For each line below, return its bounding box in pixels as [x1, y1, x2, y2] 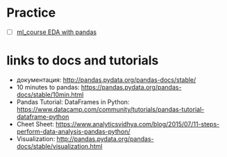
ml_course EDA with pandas [16, 28, 97, 36]
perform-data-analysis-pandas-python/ [16, 127, 131, 135]
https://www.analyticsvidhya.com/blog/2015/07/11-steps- [56, 119, 220, 128]
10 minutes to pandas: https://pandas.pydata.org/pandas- [16, 83, 182, 91]
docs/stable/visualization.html [16, 142, 103, 150]
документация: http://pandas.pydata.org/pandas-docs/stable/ [16, 75, 196, 84]
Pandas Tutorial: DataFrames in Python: [16, 97, 130, 106]
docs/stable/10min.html [16, 90, 84, 99]
